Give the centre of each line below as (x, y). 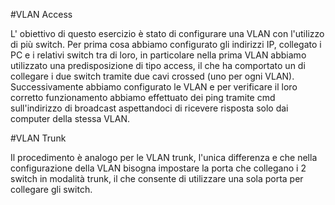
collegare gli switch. (51, 189)
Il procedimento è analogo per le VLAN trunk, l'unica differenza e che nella (164, 157)
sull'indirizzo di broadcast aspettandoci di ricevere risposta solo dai (149, 108)
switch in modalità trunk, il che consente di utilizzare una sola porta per (157, 178)
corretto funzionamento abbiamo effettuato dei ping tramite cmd (143, 97)
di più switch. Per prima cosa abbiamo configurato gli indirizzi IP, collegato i (166, 44)
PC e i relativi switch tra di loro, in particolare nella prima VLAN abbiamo (158, 55)
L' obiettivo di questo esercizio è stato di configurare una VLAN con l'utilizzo (167, 33)
